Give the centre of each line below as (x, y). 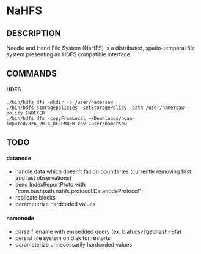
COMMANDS (31, 74)
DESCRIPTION (34, 33)
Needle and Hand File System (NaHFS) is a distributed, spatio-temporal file (101, 48)
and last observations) (43, 178)
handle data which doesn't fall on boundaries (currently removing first (103, 171)
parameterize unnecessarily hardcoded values (74, 245)
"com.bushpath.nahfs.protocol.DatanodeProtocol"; (79, 191)
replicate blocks (35, 198)
